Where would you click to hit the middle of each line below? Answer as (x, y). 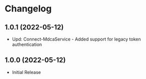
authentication (27, 44)
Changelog (28, 9)
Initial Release (26, 72)
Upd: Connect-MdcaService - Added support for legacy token (77, 39)
